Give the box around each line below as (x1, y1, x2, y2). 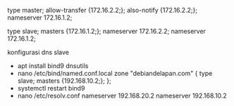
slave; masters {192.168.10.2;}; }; (17, 77, 111, 85)
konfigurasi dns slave (7, 48, 69, 56)
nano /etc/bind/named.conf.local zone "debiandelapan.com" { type (17, 69, 213, 77)
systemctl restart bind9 (17, 84, 85, 92)
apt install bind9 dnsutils (17, 62, 89, 69)
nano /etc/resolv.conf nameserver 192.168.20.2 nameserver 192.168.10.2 (17, 91, 227, 100)
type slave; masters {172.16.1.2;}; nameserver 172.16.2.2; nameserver (7, 27, 207, 35)
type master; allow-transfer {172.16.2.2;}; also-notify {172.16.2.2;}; (7, 6, 197, 14)
